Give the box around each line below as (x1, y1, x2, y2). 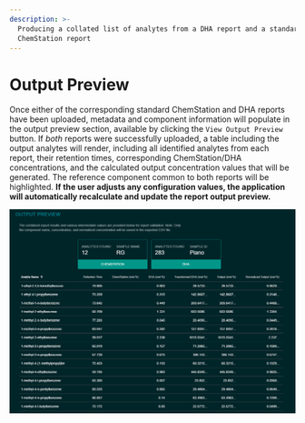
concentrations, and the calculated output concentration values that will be (9, 162, 290, 173)
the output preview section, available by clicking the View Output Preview (9, 124, 283, 135)
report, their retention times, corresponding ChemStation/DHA (9, 153, 242, 164)
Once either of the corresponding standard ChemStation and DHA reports (9, 105, 286, 116)
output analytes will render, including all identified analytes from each (9, 143, 270, 154)
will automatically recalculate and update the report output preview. (9, 191, 271, 202)
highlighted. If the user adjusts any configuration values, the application (9, 182, 286, 193)
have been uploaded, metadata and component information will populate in (9, 114, 290, 125)
